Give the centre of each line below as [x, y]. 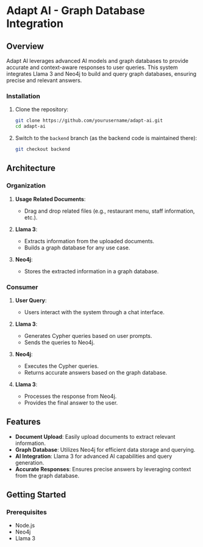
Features [23, 422]
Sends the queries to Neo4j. [59, 342]
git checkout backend [42, 149]
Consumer [22, 287]
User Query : [31, 300]
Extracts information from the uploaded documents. [89, 241]
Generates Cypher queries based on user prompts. [88, 336]
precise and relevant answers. [44, 80]
